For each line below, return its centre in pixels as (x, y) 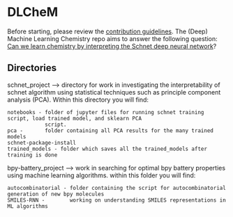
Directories (32, 68)
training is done (32, 155)
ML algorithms (28, 206)
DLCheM (33, 12)
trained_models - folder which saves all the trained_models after (107, 149)
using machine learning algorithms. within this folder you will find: (102, 175)
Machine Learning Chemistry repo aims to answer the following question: (112, 38)
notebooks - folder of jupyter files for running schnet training (106, 112)
